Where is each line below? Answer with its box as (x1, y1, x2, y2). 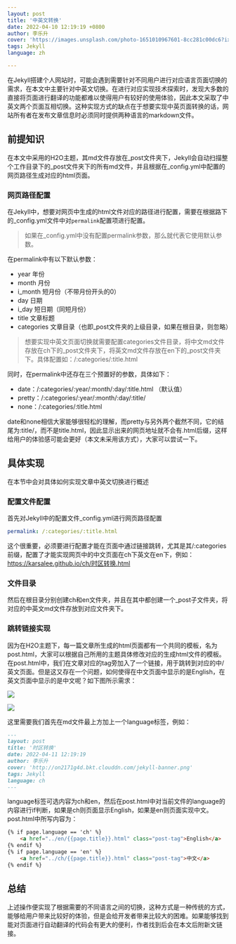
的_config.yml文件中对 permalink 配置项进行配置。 (7, 216, 150, 225)
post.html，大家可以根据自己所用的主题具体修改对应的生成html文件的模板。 (7, 650, 225, 658)
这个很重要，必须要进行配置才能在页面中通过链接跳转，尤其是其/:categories (7, 542, 227, 550)
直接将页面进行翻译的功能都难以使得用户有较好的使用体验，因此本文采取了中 (7, 93, 229, 102)
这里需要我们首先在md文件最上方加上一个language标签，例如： (7, 717, 191, 726)
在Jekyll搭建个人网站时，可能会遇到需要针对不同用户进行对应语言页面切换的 (7, 75, 228, 84)
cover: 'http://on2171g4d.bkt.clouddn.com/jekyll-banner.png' (7, 763, 193, 771)
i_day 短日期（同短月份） (17, 305, 90, 313)
